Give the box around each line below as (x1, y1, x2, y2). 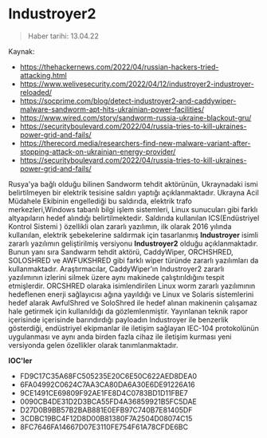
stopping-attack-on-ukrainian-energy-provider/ (19, 147, 176, 156)
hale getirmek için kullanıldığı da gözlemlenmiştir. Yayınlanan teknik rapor (8, 306, 249, 316)
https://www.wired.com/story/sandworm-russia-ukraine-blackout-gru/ (19, 112, 252, 122)
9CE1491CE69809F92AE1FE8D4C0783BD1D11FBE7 (19, 388, 189, 397)
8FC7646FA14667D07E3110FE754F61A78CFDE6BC (19, 422, 189, 432)
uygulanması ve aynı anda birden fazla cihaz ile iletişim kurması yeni (8, 332, 232, 341)
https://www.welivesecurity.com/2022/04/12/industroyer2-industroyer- (19, 79, 254, 89)
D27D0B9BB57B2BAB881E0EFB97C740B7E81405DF (19, 404, 193, 415)
